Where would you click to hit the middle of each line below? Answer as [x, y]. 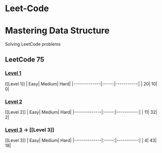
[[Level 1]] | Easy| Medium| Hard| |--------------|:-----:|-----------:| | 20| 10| [81, 84]
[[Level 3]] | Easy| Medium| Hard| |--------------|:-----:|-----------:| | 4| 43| [81, 140]
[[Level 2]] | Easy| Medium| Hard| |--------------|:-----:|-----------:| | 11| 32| [81, 112]
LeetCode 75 [25, 59]
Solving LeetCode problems [33, 44]
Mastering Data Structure [57, 31]
